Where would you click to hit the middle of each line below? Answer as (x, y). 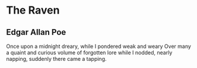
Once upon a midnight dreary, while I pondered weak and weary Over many (99, 46)
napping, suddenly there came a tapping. (56, 59)
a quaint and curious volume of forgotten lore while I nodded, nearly (89, 53)
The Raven (33, 10)
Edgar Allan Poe (36, 32)
